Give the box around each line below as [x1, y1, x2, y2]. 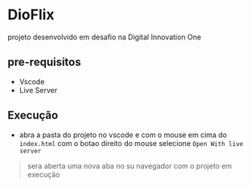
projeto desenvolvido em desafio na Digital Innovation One [7, 32, 202, 42]
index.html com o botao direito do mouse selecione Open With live [19, 138, 244, 148]
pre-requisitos [7, 55, 81, 69]
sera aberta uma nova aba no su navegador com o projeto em [27, 161, 232, 170]
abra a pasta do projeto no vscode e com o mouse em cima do [19, 130, 227, 140]
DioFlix [7, 6, 55, 24]
